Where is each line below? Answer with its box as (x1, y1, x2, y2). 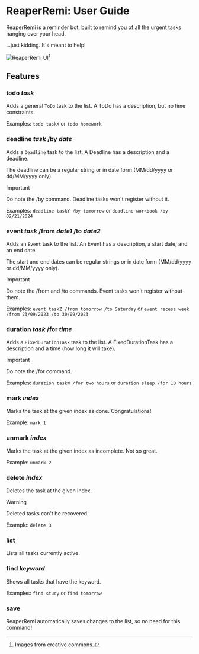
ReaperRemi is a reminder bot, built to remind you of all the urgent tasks (6, 24, 182, 31)
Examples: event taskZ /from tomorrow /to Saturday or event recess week (6, 305, 190, 312)
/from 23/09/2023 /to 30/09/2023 (6, 311, 89, 318)
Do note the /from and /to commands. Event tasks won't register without (6, 287, 182, 294)
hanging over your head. (6, 30, 66, 37)
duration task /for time (6, 325, 72, 333)
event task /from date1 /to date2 (6, 227, 101, 235)
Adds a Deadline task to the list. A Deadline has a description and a (6, 148, 170, 155)
